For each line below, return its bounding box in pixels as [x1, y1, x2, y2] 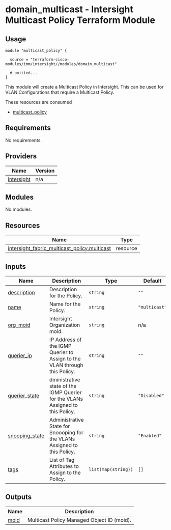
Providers [5, 152, 37, 161]
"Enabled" [138, 433, 162, 439]
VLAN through [49, 361, 83, 369]
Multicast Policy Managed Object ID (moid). [27, 516, 131, 523]
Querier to [49, 349, 74, 356]
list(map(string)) [89, 467, 133, 472]
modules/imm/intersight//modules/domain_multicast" [5, 62, 117, 67]
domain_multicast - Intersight [5, 4, 134, 15]
